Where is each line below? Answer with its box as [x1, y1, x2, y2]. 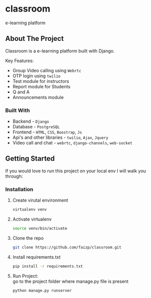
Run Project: [12, 273, 38, 279]
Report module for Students [12, 83, 71, 89]
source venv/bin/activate [12, 226, 67, 231]
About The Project [5, 34, 64, 43]
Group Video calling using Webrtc [12, 67, 82, 73]
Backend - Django [12, 118, 49, 124]
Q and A [12, 89, 30, 95]
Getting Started [5, 155, 55, 163]
